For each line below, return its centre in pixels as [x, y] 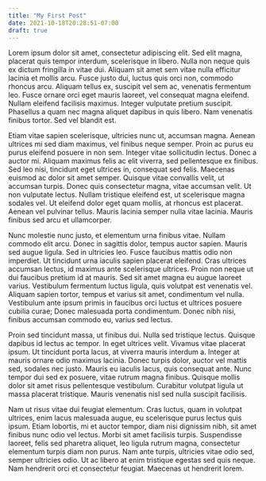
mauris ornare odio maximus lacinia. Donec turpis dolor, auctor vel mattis [128, 360]
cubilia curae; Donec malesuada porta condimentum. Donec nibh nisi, [122, 311]
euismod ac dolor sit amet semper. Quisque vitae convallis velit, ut [116, 178]
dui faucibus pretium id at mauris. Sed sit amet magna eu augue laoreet [125, 278]
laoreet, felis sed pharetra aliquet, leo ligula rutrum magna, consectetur [124, 443]
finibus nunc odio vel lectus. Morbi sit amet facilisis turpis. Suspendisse [125, 435]
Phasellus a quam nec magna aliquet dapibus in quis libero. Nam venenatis [131, 112]
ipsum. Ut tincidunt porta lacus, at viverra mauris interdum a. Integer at [124, 352]
